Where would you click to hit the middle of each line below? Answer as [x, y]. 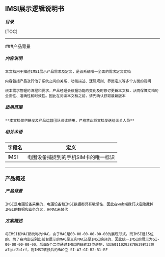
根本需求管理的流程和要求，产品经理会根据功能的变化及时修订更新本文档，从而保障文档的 [82, 91]
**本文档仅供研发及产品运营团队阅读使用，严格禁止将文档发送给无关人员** [70, 120]
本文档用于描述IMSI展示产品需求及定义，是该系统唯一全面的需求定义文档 [68, 71]
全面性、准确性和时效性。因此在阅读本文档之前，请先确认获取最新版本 [66, 96]
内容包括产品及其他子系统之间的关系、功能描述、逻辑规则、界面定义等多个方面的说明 [78, 81]
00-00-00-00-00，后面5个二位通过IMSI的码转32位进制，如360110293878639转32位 [80, 244]
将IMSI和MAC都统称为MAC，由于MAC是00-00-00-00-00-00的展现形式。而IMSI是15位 [79, 234]
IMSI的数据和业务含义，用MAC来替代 [37, 209]
